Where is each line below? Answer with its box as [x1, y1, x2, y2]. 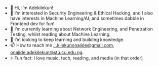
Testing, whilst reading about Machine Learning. [10, 31, 111, 37]
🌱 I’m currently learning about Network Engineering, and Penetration [10, 26, 153, 32]
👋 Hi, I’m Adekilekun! [10, 5, 54, 10]
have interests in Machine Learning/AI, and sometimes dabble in [10, 15, 144, 21]
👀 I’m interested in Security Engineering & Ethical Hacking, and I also [10, 10, 153, 16]
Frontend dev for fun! [10, 20, 55, 26]
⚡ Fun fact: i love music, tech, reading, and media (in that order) [10, 55, 143, 61]
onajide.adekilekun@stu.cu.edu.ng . [10, 49, 84, 55]
